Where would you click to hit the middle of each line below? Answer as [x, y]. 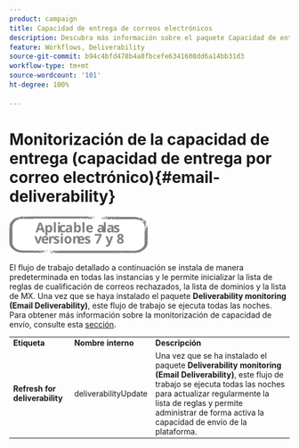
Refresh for [34, 389]
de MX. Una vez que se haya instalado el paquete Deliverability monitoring [148, 295]
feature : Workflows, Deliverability [77, 47]
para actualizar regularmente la [212, 394]
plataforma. [176, 431]
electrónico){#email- [141, 177]
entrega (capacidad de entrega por [141, 158]
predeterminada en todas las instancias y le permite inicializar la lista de [141, 277]
